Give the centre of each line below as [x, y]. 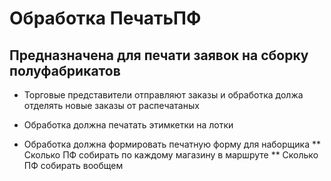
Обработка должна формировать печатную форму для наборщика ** [172, 144]
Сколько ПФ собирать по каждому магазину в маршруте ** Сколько [171, 155]
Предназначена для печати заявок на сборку [159, 55]
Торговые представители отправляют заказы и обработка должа [163, 95]
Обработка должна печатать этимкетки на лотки [128, 125]
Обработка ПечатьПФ [105, 18]
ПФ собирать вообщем [73, 165]
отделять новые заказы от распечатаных [111, 105]
